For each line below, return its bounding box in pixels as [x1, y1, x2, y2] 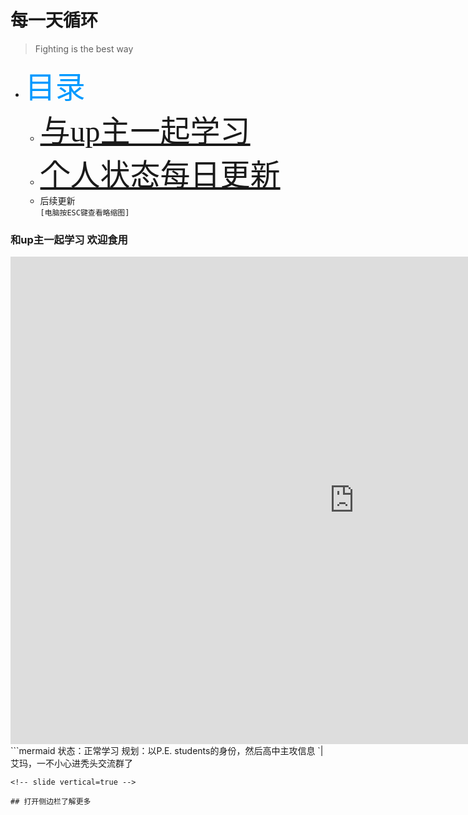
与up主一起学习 [39, 114, 251, 148]
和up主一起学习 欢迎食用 [10, 232, 128, 246]
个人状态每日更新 [39, 157, 281, 192]
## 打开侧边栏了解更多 [10, 797, 92, 807]
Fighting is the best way [34, 42, 134, 55]
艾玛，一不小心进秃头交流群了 [10, 757, 133, 770]
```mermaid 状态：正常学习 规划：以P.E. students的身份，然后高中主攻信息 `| [10, 745, 324, 757]
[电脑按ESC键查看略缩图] [39, 207, 130, 218]
